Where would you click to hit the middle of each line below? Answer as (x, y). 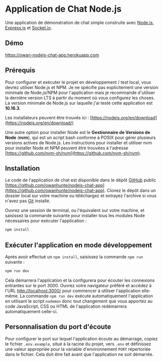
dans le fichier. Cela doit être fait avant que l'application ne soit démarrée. (79, 354)
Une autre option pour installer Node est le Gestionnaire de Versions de (78, 132)
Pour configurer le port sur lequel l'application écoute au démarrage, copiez (81, 339)
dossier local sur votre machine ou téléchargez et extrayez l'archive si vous (81, 196)
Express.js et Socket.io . (29, 27)
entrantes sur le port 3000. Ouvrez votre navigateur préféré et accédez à (78, 285)
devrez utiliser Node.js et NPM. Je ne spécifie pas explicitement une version (82, 87)
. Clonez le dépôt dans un (130, 191)
